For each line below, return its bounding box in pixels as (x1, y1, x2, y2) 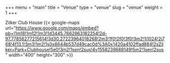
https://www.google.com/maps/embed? (15, 25, 99, 31)
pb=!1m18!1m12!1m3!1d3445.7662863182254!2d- (5, 30, 107, 36)
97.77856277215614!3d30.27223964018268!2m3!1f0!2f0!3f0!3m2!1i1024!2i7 (5, 36, 165, 42)
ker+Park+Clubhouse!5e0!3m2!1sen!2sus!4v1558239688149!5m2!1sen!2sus (5, 47, 164, 52)
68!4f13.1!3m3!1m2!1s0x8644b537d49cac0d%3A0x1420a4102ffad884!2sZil (5, 41, 163, 47)
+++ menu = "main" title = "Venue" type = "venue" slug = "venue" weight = (5, 5, 163, 10)
